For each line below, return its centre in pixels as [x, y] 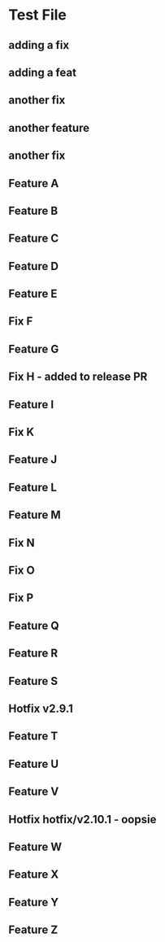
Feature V [34, 792]
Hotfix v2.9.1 [41, 708]
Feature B [33, 210]
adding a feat [43, 72]
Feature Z [33, 930]
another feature [49, 128]
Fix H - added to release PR [78, 377]
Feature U [34, 763]
